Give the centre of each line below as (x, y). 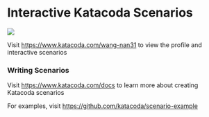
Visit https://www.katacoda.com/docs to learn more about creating (103, 85)
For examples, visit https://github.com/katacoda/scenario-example (102, 106)
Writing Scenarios (38, 70)
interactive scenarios (37, 52)
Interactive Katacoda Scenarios (100, 13)
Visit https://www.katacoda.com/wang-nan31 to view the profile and (105, 45)
